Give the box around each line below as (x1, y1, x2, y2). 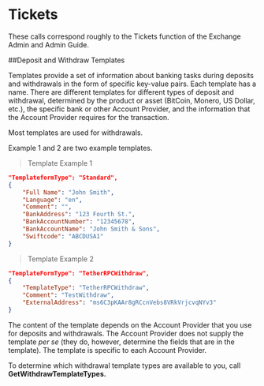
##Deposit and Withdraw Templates (8, 55, 125, 65)
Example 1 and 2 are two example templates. (8, 143, 153, 152)
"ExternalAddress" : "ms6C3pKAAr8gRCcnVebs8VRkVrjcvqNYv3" (22, 298, 217, 307)
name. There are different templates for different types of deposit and (8, 87, 235, 96)
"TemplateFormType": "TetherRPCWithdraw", (8, 269, 150, 277)
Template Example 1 (27, 158, 93, 167)
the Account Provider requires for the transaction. (8, 112, 169, 122)
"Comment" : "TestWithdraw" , (22, 291, 114, 299)
